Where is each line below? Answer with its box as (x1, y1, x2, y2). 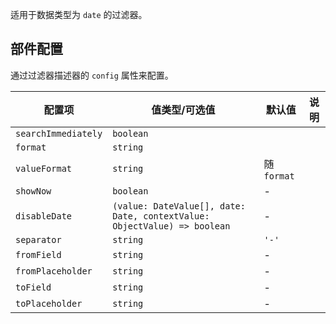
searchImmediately (15, 128, 103, 139)
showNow (15, 185, 52, 197)
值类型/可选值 (151, 103, 216, 117)
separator (15, 234, 62, 245)
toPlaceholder (15, 298, 83, 309)
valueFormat (15, 163, 73, 174)
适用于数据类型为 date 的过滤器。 (10, 9, 148, 20)
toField (15, 281, 52, 293)
